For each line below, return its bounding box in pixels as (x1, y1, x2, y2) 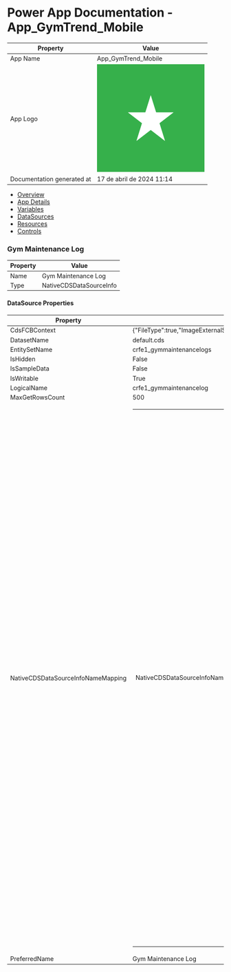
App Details (16, 198, 50, 206)
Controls (16, 227, 42, 235)
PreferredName (10, 955, 54, 963)
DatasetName (10, 335, 49, 344)
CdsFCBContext (10, 326, 56, 335)
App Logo (10, 114, 38, 123)
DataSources (16, 212, 54, 220)
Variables (16, 205, 44, 213)
